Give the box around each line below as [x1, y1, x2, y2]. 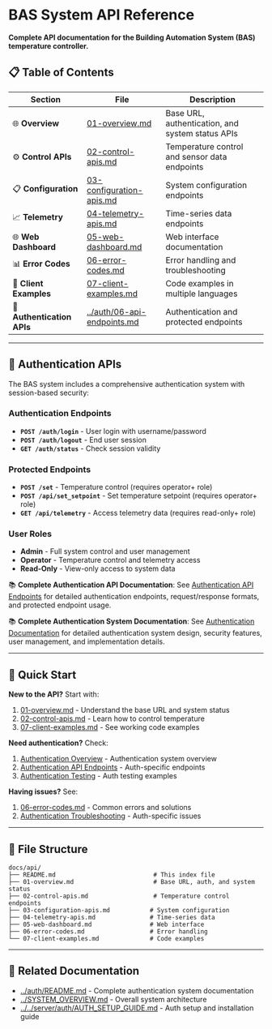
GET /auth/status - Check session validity [19, 444, 161, 453]
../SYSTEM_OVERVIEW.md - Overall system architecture [19, 994, 207, 1004]
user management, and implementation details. [8, 637, 165, 646]
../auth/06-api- [86, 306, 147, 317]
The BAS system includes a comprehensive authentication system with [8, 379, 245, 388]
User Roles [8, 529, 53, 540]
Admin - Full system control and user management [19, 547, 190, 556]
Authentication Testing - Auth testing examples [19, 771, 177, 781]
